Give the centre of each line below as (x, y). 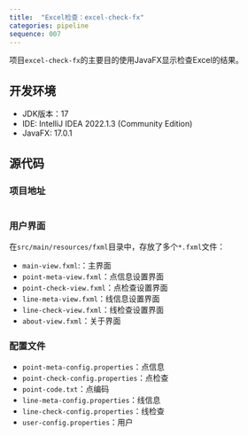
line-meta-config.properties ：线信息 (91, 401)
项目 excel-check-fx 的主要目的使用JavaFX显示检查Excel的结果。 (126, 60)
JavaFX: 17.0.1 (47, 133)
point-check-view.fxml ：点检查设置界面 (95, 288)
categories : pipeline (49, 26)
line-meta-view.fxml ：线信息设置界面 (91, 299)
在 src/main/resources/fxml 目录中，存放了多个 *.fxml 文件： (117, 247)
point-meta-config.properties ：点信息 (93, 367)
